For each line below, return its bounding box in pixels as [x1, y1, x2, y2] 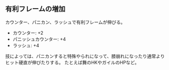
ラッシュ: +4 [12, 42, 40, 48]
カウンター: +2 [12, 30, 44, 36]
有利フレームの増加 [5, 5, 66, 14]
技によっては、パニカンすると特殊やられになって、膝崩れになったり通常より [5, 53, 165, 59]
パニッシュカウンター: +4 [12, 36, 66, 42]
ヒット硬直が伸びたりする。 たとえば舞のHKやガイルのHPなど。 [5, 59, 139, 65]
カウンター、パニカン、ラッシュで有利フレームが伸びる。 [5, 19, 126, 25]
